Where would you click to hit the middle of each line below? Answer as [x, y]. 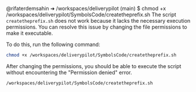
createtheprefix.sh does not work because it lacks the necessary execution [98, 21]
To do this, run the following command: [53, 44]
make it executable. [30, 33]
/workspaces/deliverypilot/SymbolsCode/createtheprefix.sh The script [91, 15]
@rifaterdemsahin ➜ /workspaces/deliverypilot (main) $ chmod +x [86, 8]
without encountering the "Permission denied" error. [69, 72]
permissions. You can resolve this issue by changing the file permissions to [97, 27]
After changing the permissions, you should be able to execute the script [94, 66]
